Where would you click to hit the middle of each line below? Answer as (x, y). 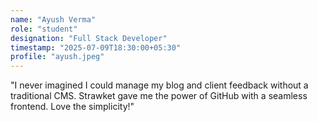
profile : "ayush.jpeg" (57, 57)
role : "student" (44, 29)
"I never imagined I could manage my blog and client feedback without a (159, 85)
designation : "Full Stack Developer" (89, 38)
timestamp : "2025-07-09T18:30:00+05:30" (96, 47)
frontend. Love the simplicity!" (72, 107)
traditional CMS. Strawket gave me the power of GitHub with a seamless (159, 96)
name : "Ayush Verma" (53, 19)
